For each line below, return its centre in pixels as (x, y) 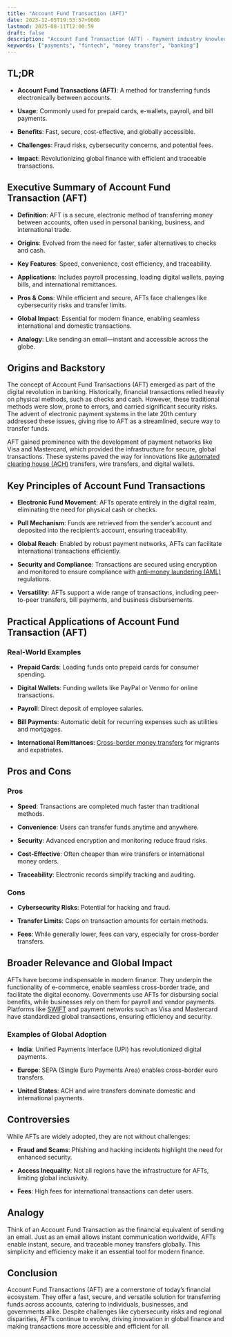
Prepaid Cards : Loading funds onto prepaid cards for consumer (108, 667)
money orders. (38, 861)
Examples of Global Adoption (57, 1034)
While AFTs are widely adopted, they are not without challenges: (99, 1136)
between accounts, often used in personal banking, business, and (111, 222)
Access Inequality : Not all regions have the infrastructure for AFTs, (113, 1170)
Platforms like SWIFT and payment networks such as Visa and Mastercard (113, 1009)
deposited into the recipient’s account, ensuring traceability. (103, 530)
